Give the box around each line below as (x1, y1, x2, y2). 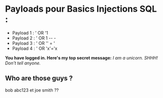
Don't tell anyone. (5, 60, 41, 66)
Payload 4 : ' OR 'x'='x (12, 45, 58, 51)
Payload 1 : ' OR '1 (12, 30, 48, 36)
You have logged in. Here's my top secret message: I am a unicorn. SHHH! (5, 55, 158, 60)
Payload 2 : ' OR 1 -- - (12, 35, 56, 41)
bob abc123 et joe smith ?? (5, 87, 59, 93)
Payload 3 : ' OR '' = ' (12, 40, 55, 46)
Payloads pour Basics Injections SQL (5, 3, 157, 15)
